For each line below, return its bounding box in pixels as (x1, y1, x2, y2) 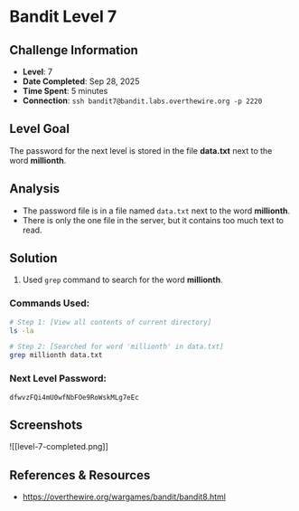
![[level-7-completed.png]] (9, 441, 108, 452)
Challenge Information (9, 43, 138, 58)
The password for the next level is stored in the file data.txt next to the (9, 145, 273, 156)
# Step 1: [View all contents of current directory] (9, 317, 212, 326)
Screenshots (9, 417, 83, 432)
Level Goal (9, 121, 70, 137)
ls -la (9, 326, 34, 336)
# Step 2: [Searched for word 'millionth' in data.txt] (9, 342, 224, 352)
